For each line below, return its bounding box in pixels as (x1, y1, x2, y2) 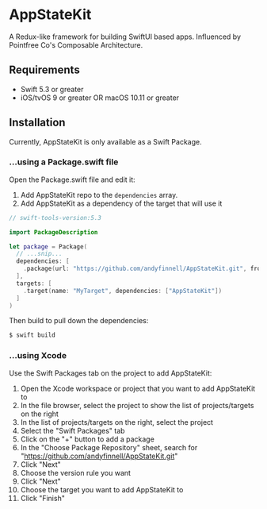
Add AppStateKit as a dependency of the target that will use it (20, 199, 223, 208)
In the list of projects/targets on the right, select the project (20, 417, 213, 426)
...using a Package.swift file (9, 156, 119, 168)
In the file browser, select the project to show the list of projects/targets (20, 400, 254, 410)
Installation (9, 116, 66, 129)
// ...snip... (16, 250, 63, 258)
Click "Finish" (20, 493, 66, 503)
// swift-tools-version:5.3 (9, 214, 102, 222)
